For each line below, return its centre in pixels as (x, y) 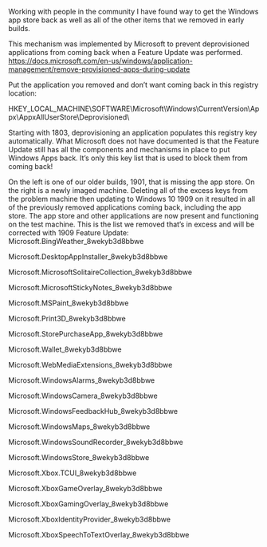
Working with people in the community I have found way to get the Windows (133, 12)
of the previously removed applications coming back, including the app (125, 207)
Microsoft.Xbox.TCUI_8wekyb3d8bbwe (73, 473)
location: (23, 93)
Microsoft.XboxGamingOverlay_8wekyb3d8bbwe (88, 504)
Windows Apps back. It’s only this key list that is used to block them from (128, 158)
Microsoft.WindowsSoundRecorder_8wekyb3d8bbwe (96, 442)
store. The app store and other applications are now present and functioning (133, 216)
